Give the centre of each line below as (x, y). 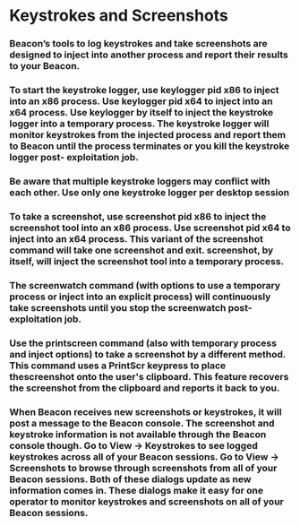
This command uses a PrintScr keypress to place (118, 366)
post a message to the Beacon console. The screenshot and (142, 423)
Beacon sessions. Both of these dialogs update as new (130, 479)
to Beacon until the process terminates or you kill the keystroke (150, 146)
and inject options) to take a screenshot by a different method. (148, 354)
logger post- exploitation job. (74, 158)
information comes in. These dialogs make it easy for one (137, 490)
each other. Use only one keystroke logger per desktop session (149, 192)
